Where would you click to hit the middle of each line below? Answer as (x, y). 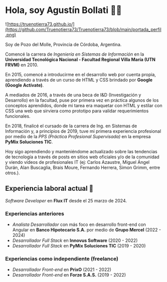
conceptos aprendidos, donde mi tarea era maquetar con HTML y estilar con (84, 105)
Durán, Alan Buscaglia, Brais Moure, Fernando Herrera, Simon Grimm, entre (83, 167)
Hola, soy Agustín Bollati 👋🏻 (64, 10)
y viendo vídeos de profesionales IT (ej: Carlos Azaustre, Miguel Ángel (77, 162)
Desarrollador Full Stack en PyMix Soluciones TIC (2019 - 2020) (79, 246)
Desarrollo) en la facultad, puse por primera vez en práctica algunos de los (82, 100)
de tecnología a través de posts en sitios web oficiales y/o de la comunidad (82, 157)
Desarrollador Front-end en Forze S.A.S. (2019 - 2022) (69, 275)
